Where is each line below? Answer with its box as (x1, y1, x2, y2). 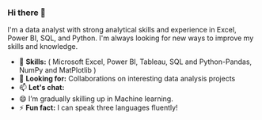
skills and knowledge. (7, 42, 78, 51)
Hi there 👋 (7, 7, 47, 18)
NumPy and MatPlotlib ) (18, 66, 97, 75)
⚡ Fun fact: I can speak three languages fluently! (18, 103, 179, 113)
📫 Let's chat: (18, 83, 65, 92)
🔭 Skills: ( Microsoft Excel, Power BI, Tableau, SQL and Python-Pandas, (18, 57, 253, 66)
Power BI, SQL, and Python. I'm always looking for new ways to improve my (7, 33, 254, 43)
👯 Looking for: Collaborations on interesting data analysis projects (18, 74, 236, 84)
